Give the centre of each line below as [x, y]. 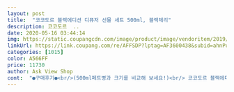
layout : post [26, 13]
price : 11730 [26, 65]
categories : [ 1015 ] [36, 53]
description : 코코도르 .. [44, 26]
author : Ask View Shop [40, 71]
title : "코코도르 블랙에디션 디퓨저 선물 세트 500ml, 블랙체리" [89, 20]
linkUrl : [20, 46]
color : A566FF [28, 59]
